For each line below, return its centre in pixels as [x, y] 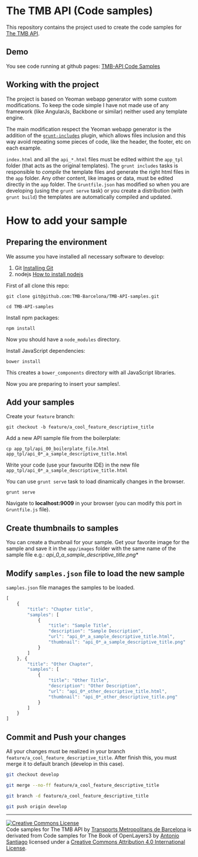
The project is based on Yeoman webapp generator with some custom [91, 99]
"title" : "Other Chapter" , [60, 664]
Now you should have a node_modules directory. [63, 339]
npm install [21, 328]
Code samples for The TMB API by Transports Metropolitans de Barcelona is [99, 829]
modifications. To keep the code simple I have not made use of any [88, 105]
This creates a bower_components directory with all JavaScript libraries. [91, 372]
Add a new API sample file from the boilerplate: [63, 438]
